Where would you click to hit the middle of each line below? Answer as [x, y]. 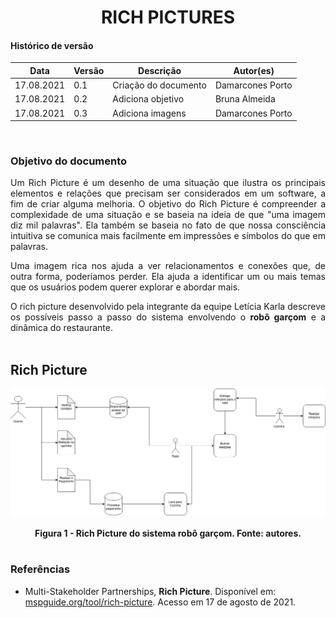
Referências [40, 569]
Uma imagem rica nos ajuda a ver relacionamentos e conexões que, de [168, 266]
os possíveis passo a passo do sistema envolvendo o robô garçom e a [168, 317]
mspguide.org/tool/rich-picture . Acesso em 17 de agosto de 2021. [160, 602]
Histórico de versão [52, 45]
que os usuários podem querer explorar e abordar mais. [125, 287]
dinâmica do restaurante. [62, 328]
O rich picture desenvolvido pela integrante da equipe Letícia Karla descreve [168, 307]
